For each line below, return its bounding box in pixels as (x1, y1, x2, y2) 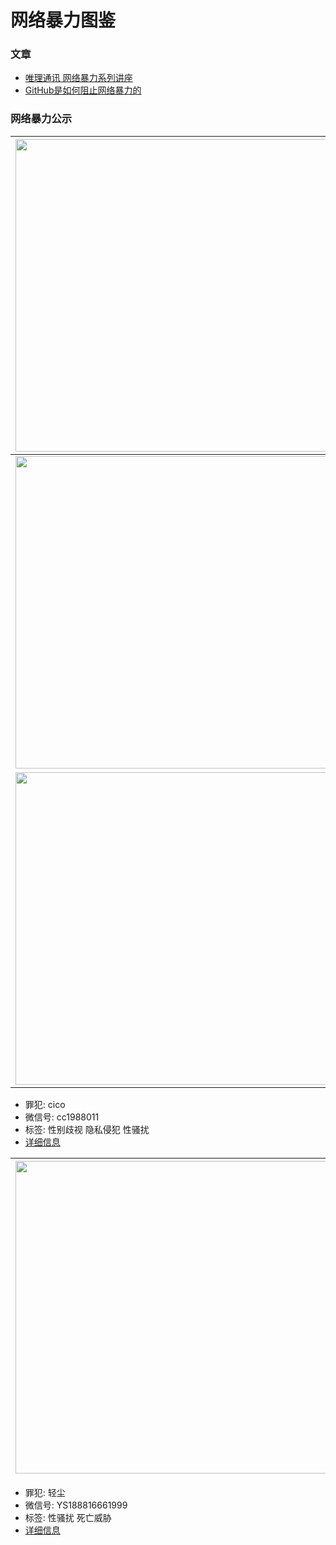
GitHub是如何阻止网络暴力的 (24, 84, 142, 96)
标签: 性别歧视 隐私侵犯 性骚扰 (24, 1123, 150, 1135)
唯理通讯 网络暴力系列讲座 (24, 72, 133, 84)
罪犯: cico (24, 1098, 66, 1110)
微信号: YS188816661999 (24, 1499, 128, 1511)
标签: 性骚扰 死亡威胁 (24, 1511, 112, 1523)
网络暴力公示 (10, 112, 73, 126)
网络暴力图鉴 (10, 9, 117, 32)
